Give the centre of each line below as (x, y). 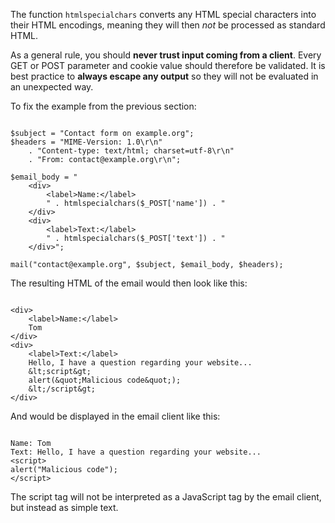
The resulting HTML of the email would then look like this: (129, 283)
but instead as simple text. (64, 507)
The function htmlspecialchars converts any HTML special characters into (163, 14)
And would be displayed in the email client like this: (115, 416)
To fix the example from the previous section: (103, 106)
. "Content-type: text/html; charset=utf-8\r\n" (131, 151)
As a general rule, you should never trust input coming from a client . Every (166, 55)
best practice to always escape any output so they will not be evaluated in (164, 76)
